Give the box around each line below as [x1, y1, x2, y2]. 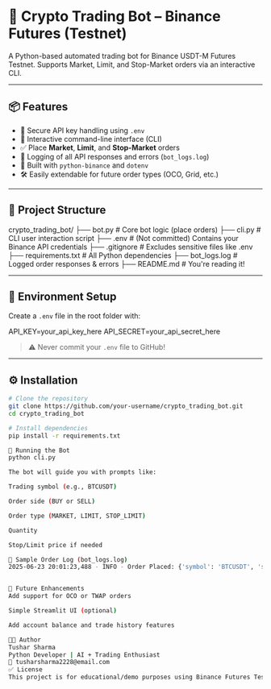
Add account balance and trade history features [8, 621, 175, 629]
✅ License [8, 666, 43, 674]
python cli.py [8, 454, 56, 462]
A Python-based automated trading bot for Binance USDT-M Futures [8, 51, 236, 60]
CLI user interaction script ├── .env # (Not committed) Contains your [8, 233, 240, 243]
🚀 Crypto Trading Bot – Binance [8, 7, 221, 26]
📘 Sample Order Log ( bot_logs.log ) [8, 555, 128, 563]
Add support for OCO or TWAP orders [8, 592, 131, 600]
